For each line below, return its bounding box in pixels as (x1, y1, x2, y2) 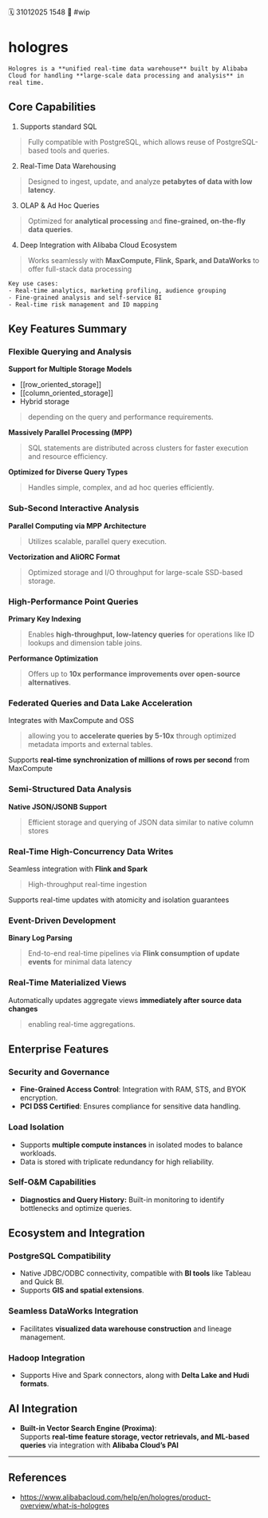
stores (27, 825, 49, 835)
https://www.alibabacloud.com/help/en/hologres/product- (19, 1492, 211, 1502)
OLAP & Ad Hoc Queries (19, 200, 100, 210)
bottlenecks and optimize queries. (19, 1203, 132, 1212)
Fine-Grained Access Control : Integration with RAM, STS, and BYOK (19, 1085, 246, 1094)
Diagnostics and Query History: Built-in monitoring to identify (19, 1195, 225, 1204)
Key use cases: (8, 279, 59, 287)
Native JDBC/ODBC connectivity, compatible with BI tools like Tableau (19, 1268, 251, 1278)
